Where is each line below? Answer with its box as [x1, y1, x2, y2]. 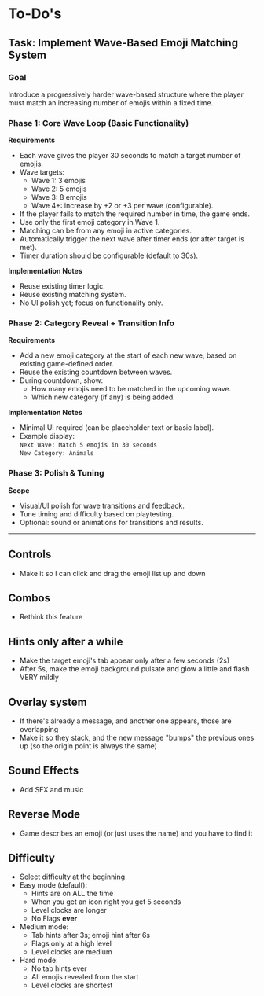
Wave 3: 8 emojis [31, 193, 88, 202]
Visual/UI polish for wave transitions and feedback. [19, 501, 185, 510]
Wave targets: [19, 167, 65, 177]
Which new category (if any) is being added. [31, 392, 175, 402]
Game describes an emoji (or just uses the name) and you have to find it [19, 829, 253, 838]
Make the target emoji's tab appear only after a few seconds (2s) [19, 656, 230, 665]
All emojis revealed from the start [31, 972, 139, 982]
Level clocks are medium [31, 947, 112, 957]
